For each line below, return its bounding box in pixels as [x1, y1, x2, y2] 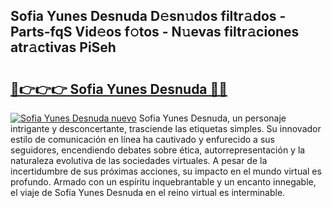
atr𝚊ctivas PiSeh [10, 39, 117, 56]
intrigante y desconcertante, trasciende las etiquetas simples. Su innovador [10, 123, 322, 134]
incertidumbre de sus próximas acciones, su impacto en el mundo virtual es [10, 165, 322, 177]
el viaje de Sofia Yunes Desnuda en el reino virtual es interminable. [10, 187, 286, 198]
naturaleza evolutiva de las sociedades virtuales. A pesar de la [10, 155, 268, 166]
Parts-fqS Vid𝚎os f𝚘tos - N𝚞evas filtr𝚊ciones [10, 24, 300, 41]
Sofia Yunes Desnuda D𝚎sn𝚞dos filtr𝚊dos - [10, 8, 287, 25]
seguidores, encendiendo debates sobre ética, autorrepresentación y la [10, 144, 306, 156]
